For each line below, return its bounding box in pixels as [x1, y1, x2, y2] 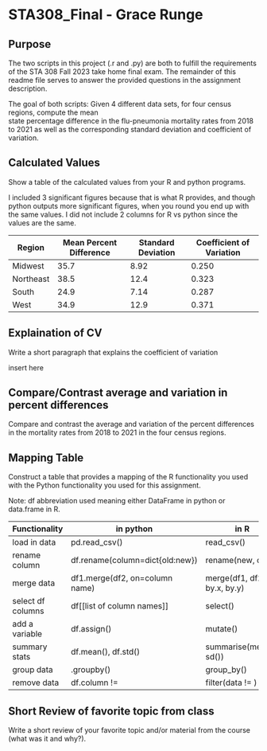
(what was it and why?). [8, 734, 87, 744]
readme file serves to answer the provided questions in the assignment [8, 76, 241, 84]
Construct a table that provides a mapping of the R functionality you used [8, 472, 249, 482]
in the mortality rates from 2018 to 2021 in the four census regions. [8, 428, 226, 437]
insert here [8, 362, 44, 372]
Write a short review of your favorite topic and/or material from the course [8, 726, 251, 735]
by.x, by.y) [205, 583, 245, 594]
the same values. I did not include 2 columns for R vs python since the [8, 209, 238, 219]
